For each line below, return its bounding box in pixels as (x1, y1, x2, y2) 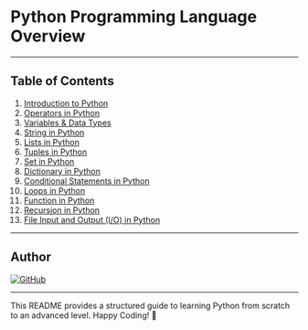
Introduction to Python (23, 98, 109, 109)
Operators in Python (23, 107, 100, 118)
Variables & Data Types (23, 117, 112, 128)
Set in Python (23, 155, 75, 166)
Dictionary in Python (23, 165, 101, 176)
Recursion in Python (23, 204, 100, 216)
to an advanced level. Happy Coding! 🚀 (10, 309, 157, 321)
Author (10, 250, 51, 265)
